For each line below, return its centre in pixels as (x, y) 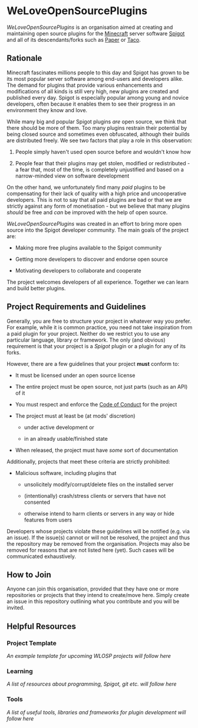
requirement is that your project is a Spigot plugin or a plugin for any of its (96, 346)
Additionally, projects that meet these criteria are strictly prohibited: (88, 461)
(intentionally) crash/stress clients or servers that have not (95, 496)
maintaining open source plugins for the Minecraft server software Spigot (96, 33)
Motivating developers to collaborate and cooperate (78, 270)
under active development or (59, 427)
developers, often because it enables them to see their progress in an (91, 104)
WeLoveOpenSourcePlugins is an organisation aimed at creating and (90, 27)
